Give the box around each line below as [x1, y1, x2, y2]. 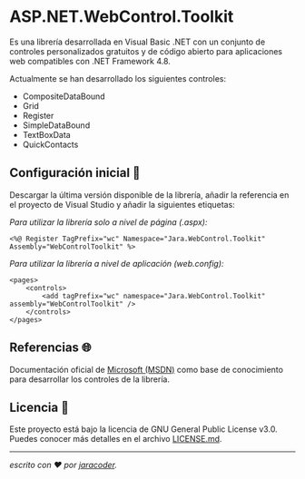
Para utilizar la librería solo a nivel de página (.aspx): [9, 216, 208, 228]
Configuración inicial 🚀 [9, 165, 141, 181]
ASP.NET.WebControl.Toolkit [9, 6, 234, 27]
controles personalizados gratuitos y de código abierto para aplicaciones [9, 45, 283, 56]
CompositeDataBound [22, 91, 106, 102]
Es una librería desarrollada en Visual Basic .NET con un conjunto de [9, 36, 266, 47]
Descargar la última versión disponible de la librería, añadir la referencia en [9, 189, 290, 200]
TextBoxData [22, 129, 71, 140]
